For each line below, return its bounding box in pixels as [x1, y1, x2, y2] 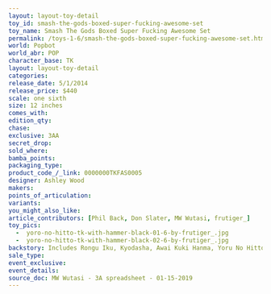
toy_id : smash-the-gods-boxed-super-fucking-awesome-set [8, 19, 204, 27]
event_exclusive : [8, 259, 67, 267]
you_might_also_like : [8, 206, 81, 214]
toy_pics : [8, 222, 42, 230]
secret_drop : [8, 139, 52, 147]
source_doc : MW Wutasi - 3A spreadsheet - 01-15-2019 [8, 274, 194, 282]
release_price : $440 [8, 86, 78, 95]
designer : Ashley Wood [8, 176, 85, 185]
